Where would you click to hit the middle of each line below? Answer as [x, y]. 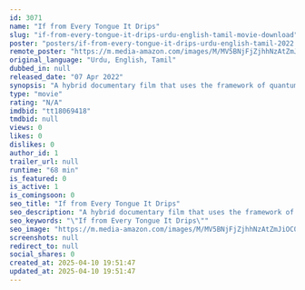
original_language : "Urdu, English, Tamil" [93, 60]
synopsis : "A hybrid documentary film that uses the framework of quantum [154, 85]
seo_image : [30, 229]
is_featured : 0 [38, 178]
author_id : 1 [34, 153]
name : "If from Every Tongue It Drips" [85, 26]
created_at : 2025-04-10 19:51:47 [73, 263]
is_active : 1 [34, 187]
